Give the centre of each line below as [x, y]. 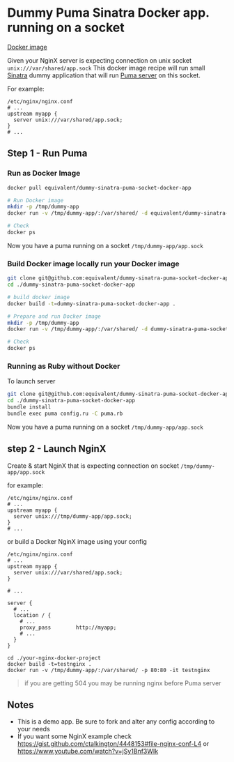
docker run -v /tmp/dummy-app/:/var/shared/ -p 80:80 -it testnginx [109, 670]
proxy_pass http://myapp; [68, 627]
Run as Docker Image [44, 174]
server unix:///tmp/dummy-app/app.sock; [73, 516]
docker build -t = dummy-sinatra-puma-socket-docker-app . [92, 304]
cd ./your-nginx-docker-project [54, 658]
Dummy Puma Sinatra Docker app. [108, 13]
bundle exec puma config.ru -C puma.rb [65, 413]
